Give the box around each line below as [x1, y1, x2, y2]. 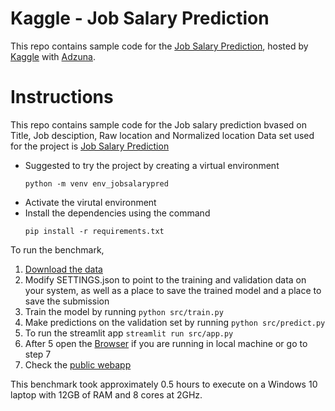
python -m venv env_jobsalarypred [24, 178, 169, 189]
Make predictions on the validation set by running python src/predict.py [24, 316, 326, 328]
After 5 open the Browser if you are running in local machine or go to [24, 337, 308, 349]
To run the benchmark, [10, 243, 105, 256]
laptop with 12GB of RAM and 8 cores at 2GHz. [10, 388, 203, 401]
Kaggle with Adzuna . [10, 50, 97, 62]
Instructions [10, 86, 114, 109]
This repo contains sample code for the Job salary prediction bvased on [10, 118, 307, 131]
